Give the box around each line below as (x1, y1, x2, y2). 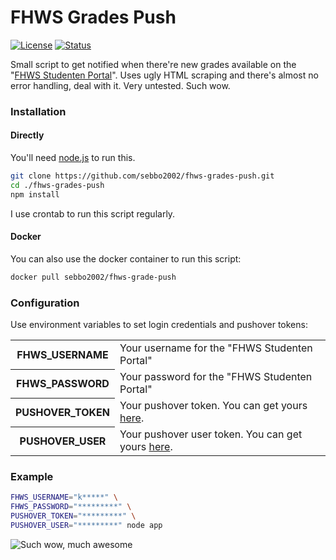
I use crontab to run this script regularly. (10, 207, 176, 220)
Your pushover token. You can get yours (119, 399, 308, 413)
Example (10, 469, 54, 483)
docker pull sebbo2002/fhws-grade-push (10, 272, 177, 282)
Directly (10, 129, 45, 141)
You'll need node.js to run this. (10, 152, 136, 164)
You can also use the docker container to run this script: (10, 252, 242, 265)
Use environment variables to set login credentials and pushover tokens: (10, 319, 308, 331)
